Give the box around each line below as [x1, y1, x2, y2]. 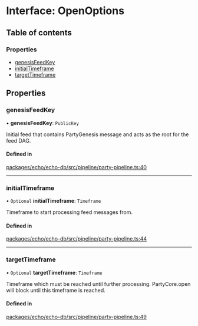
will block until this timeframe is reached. [6, 287, 106, 294]
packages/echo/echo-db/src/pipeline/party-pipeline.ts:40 [6, 163, 147, 170]
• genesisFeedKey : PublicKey [6, 119, 80, 126]
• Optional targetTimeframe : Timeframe [6, 269, 103, 276]
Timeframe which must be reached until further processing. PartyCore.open [6, 280, 191, 287]
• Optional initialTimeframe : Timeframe [6, 197, 101, 205]
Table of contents [6, 28, 72, 38]
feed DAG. [6, 137, 31, 144]
